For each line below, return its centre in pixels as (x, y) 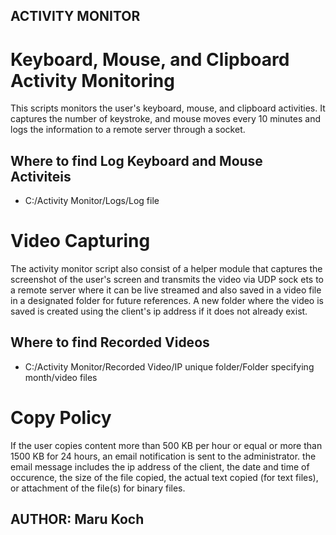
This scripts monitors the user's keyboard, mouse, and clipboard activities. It (168, 108)
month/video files (61, 377)
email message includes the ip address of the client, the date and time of (160, 466)
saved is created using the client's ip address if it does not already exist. (159, 311)
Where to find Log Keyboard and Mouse (136, 160)
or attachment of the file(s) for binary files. (98, 488)
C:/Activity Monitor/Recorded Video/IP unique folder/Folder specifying (169, 366)
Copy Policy (61, 418)
